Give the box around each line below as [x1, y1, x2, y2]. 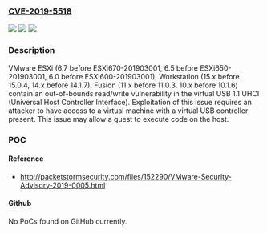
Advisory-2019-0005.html [19, 180, 106, 190]
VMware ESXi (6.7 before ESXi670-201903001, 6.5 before [8, 63, 199, 73]
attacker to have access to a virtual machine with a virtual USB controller [8, 106, 249, 115]
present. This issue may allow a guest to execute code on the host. [8, 114, 229, 123]
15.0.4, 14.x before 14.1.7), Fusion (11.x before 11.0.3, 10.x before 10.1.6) [8, 80, 238, 90]
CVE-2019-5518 [8, 6, 72, 17]
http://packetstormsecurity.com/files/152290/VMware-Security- [19, 171, 233, 181]
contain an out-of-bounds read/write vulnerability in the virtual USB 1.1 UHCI [8, 88, 260, 98]
